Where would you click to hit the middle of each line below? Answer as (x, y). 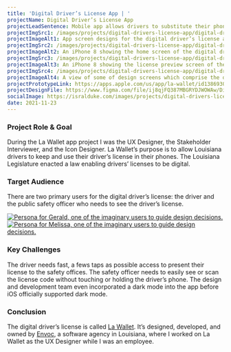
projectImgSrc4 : (30, 71)
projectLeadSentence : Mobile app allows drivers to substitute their (109, 26)
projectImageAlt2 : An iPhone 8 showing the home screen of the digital (112, 52)
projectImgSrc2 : (30, 45)
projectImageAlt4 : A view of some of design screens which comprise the (113, 77)
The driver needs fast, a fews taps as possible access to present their (106, 265)
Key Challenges (34, 250)
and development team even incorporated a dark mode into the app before (113, 287)
